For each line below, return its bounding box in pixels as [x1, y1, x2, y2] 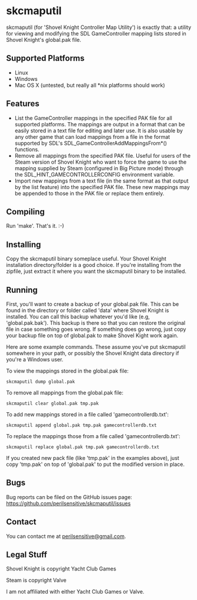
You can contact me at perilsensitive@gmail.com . [6, 533, 126, 540]
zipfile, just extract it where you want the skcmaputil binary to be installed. [6, 268, 187, 275]
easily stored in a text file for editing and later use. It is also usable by [14, 127, 183, 134]
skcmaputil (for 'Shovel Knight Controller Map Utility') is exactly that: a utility [6, 24, 192, 31]
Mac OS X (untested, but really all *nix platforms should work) [14, 81, 165, 89]
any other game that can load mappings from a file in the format [14, 133, 170, 140]
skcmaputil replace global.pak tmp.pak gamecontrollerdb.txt [6, 444, 160, 450]
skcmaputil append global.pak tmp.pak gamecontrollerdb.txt [6, 422, 157, 428]
